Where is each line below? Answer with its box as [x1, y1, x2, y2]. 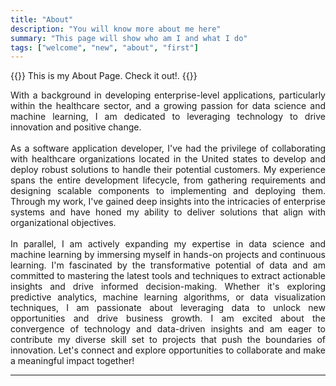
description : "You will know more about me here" [10, 24, 222, 34]
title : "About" [10, 14, 74, 25]
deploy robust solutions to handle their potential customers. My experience [10, 164, 326, 176]
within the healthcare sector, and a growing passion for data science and [10, 100, 326, 112]
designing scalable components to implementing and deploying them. [10, 185, 326, 197]
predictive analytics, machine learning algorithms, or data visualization [10, 291, 326, 303]
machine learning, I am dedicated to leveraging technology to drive [10, 111, 326, 123]
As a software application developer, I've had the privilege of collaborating [10, 142, 326, 155]
